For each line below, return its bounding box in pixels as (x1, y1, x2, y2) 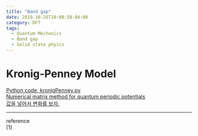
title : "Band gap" (6, 8, 51, 15)
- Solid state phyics (11, 42, 65, 48)
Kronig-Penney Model (6, 67, 117, 80)
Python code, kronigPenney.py (6, 86, 81, 93)
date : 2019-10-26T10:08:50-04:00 (6, 14, 88, 20)
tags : (6, 25, 19, 31)
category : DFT (6, 20, 41, 25)
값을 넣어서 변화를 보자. (6, 100, 60, 107)
